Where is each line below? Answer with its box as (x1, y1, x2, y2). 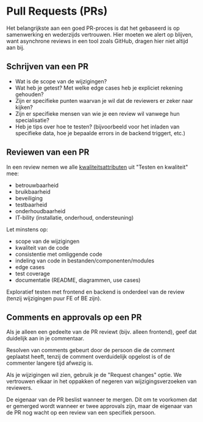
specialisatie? (15, 116, 50, 124)
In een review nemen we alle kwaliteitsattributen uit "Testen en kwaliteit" (6, 163, 188, 171)
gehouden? (15, 90, 44, 98)
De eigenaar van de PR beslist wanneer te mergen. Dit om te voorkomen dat (6, 396, 197, 403)
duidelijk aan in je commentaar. (6, 335, 84, 342)
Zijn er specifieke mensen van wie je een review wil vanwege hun (15, 110, 180, 117)
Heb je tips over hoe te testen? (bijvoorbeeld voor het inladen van (15, 123, 180, 130)
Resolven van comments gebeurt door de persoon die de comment (6, 346, 175, 354)
